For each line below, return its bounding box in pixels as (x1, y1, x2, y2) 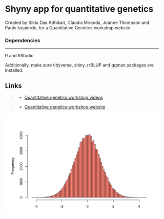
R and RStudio (5, 53, 34, 59)
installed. (5, 67, 23, 73)
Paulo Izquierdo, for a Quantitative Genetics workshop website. (5, 24, 132, 30)
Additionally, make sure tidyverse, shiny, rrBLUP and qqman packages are (5, 62, 154, 68)
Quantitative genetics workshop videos (24, 94, 103, 101)
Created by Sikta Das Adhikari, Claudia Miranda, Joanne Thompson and (5, 20, 150, 25)
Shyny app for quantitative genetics (5, 3, 154, 15)
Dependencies (5, 37, 41, 44)
